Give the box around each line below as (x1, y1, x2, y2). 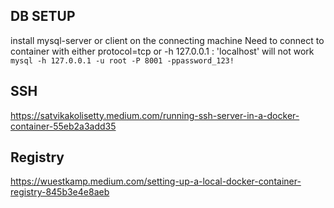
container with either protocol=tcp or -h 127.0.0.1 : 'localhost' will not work (10, 45, 315, 57)
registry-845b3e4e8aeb (10, 186, 110, 198)
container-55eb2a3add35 (10, 120, 117, 132)
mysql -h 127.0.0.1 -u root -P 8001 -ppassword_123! (10, 55, 235, 66)
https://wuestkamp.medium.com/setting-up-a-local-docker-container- (10, 175, 302, 188)
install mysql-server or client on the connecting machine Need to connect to (10, 34, 325, 46)
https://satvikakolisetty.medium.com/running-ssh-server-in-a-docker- (10, 109, 300, 121)
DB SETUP (10, 8, 76, 25)
